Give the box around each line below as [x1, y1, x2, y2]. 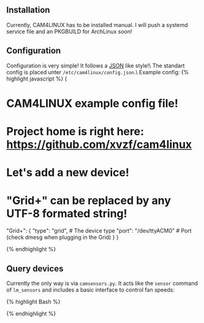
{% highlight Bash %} [6, 298, 61, 305]
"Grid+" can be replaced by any [6, 193, 172, 208]
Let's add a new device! [6, 166, 130, 180]
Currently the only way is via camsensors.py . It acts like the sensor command [6, 279, 198, 287]
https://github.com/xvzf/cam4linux [6, 138, 192, 151]
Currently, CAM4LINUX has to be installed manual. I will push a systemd [6, 21, 188, 28]
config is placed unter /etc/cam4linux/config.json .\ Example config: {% [6, 68, 189, 76]
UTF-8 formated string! [6, 207, 127, 220]
